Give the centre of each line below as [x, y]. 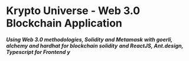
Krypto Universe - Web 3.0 [73, 11]
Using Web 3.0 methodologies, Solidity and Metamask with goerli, [89, 39]
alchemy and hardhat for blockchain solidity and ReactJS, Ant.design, [95, 46]
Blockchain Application [64, 23]
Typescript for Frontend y [38, 52]
